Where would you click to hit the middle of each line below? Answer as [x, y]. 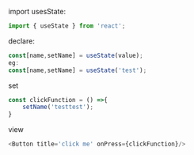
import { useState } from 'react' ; [67, 26]
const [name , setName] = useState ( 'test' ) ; [78, 70]
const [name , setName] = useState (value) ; [76, 55]
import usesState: [37, 11]
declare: [22, 41]
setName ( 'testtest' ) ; [58, 107]
